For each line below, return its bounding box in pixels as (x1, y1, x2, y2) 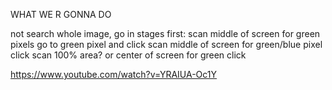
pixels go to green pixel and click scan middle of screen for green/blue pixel (10, 39, 323, 50)
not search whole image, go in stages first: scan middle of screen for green (10, 28, 321, 39)
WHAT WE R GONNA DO (10, 9, 112, 20)
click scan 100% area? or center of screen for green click (10, 49, 247, 61)
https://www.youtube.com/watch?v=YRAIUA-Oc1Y (10, 69, 218, 80)
